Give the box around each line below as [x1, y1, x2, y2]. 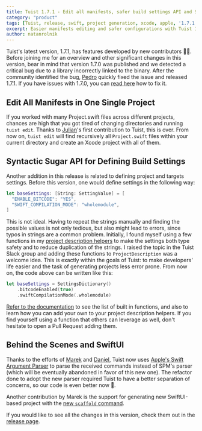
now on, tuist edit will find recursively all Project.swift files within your [6, 132, 188, 139]
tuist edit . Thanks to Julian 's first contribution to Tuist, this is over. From [6, 126, 189, 133]
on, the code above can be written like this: [6, 269, 113, 277]
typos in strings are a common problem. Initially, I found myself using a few [6, 231, 192, 238]
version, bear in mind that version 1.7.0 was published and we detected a [6, 61, 186, 68]
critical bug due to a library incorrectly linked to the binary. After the [6, 67, 174, 74]
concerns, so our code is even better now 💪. [6, 381, 116, 389]
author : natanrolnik [6, 31, 58, 37]
